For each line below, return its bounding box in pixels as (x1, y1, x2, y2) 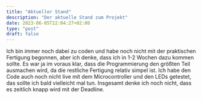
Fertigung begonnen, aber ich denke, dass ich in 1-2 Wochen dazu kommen (6, 54, 194, 61)
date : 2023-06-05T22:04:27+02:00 (6, 20, 90, 26)
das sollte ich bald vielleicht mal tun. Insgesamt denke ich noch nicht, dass (6, 79, 192, 87)
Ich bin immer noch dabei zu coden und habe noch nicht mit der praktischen (6, 47, 196, 55)
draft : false (6, 31, 39, 37)
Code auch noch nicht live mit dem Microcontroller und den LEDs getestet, (6, 73, 192, 80)
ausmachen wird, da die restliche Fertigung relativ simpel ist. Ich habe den (6, 67, 191, 74)
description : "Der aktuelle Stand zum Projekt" (6, 14, 128, 20)
